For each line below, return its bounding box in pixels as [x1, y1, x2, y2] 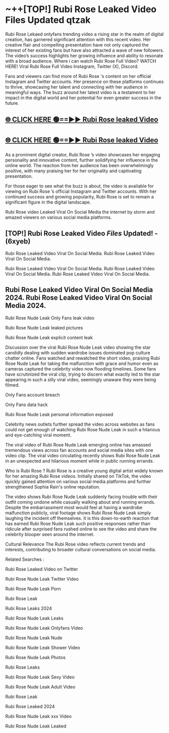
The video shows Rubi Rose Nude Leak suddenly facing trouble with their [5, 494, 158, 500]
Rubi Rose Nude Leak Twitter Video [5, 576, 79, 582]
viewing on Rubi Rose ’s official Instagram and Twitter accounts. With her [5, 188, 157, 194]
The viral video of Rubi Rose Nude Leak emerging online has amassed [5, 441, 151, 447]
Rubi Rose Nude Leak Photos [5, 654, 66, 660]
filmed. [5, 382, 20, 388]
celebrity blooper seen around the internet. [5, 531, 95, 537]
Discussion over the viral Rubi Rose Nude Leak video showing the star [5, 344, 151, 350]
